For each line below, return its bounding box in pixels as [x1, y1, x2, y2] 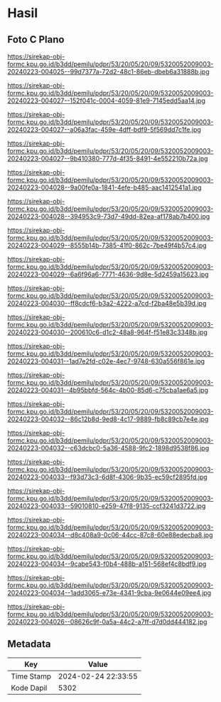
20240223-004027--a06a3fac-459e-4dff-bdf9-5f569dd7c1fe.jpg [7, 125, 201, 133]
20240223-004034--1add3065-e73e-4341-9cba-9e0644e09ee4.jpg [7, 589, 212, 597]
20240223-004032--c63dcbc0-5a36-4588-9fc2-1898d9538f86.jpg [7, 444, 210, 452]
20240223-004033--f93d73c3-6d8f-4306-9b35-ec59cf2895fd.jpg [7, 473, 207, 481]
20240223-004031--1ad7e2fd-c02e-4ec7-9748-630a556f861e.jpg [7, 357, 205, 365]
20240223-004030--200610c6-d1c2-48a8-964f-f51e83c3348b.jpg [7, 328, 208, 336]
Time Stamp [11, 671, 52, 681]
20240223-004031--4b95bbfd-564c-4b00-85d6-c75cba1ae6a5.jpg [7, 386, 208, 394]
